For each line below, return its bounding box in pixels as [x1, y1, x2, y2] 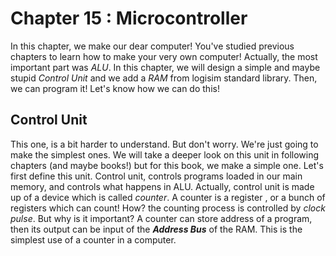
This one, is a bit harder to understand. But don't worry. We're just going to [10, 138, 319, 150]
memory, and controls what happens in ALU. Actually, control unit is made [10, 180, 315, 192]
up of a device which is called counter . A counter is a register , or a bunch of [10, 191, 326, 203]
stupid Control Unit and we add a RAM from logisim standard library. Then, [10, 72, 318, 84]
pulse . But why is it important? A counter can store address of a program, [10, 212, 313, 224]
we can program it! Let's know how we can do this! [10, 82, 220, 94]
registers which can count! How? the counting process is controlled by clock [10, 202, 326, 214]
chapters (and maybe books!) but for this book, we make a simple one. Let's [10, 159, 324, 171]
